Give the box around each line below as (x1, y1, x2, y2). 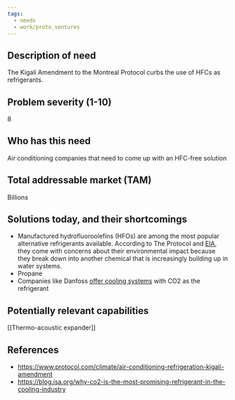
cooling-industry (17, 385, 66, 394)
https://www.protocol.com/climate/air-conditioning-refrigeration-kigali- (17, 363, 224, 371)
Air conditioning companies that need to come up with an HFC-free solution (7, 154, 227, 162)
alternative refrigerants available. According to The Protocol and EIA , (17, 239, 217, 248)
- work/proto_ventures (13, 23, 80, 30)
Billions (7, 193, 28, 201)
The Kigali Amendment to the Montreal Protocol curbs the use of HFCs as (7, 68, 221, 77)
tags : (7, 10, 23, 18)
